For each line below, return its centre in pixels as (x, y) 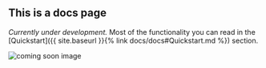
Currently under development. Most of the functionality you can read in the (132, 32)
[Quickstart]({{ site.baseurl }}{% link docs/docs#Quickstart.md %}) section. (133, 40)
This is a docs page (57, 13)
